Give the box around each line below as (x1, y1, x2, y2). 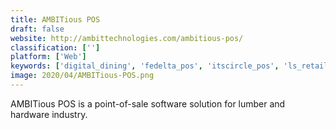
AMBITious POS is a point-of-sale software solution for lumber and (10, 97, 286, 110)
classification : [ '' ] (10, 42, 101, 53)
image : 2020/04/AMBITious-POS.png (10, 71, 155, 81)
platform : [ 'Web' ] (10, 52, 87, 62)
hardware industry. (10, 108, 88, 120)
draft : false (10, 24, 65, 34)
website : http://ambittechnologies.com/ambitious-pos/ (10, 33, 244, 43)
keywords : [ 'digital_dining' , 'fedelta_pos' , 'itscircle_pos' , (10, 61, 280, 71)
